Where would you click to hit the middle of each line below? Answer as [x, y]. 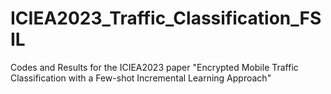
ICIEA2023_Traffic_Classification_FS [166, 18]
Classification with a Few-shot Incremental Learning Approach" [141, 78]
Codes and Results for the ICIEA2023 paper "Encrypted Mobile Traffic [154, 67]
